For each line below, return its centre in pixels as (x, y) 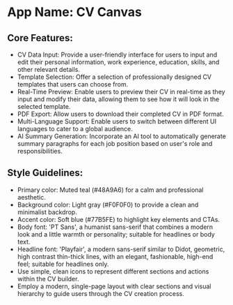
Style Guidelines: (45, 173)
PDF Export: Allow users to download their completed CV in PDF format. (120, 114)
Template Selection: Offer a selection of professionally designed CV (114, 77)
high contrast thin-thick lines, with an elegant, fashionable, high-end (115, 256)
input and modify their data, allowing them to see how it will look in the (118, 99)
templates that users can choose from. (73, 84)
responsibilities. (40, 151)
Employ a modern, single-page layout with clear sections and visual (114, 286)
